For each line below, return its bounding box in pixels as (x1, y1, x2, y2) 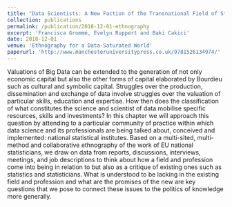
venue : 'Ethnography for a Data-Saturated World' (7, 42, 153, 49)
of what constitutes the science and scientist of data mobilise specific (7, 104, 206, 112)
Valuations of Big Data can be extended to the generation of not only (7, 67, 202, 76)
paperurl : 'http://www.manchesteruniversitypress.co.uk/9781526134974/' (7, 49, 221, 56)
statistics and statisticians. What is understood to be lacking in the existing (7, 170, 220, 178)
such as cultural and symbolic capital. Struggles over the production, (7, 82, 203, 90)
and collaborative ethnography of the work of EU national (30, 141, 193, 149)
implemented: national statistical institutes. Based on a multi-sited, (7, 133, 196, 141)
